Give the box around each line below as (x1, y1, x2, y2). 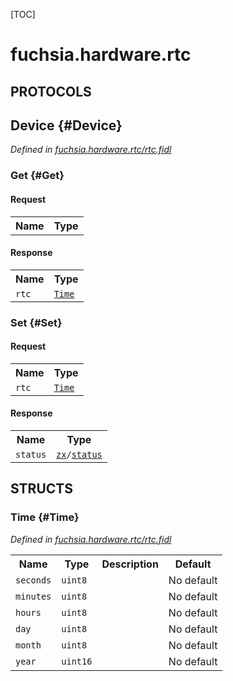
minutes (15, 590, 52, 602)
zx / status (56, 449, 103, 461)
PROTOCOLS (10, 83, 92, 100)
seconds (15, 574, 52, 586)
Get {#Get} (10, 169, 65, 183)
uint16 (61, 655, 93, 667)
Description (101, 557, 159, 571)
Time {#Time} (10, 510, 80, 524)
